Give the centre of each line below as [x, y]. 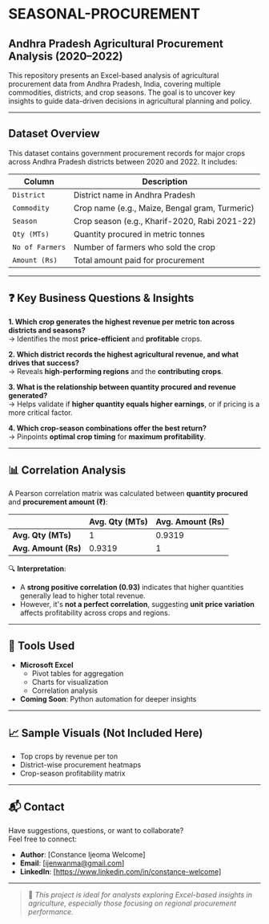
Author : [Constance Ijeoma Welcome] [82, 854]
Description [165, 181]
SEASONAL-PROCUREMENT [104, 14]
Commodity [31, 208]
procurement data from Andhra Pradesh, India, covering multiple [115, 84]
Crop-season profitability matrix [72, 773]
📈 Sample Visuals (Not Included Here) [106, 733]
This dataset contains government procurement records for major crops [127, 153]
